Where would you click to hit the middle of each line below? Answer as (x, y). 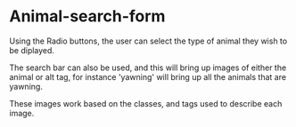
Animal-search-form (87, 16)
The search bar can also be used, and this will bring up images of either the (148, 67)
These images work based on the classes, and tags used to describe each (146, 103)
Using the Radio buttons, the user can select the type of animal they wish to (148, 41)
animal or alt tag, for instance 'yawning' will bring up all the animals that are (148, 76)
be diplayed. (32, 50)
